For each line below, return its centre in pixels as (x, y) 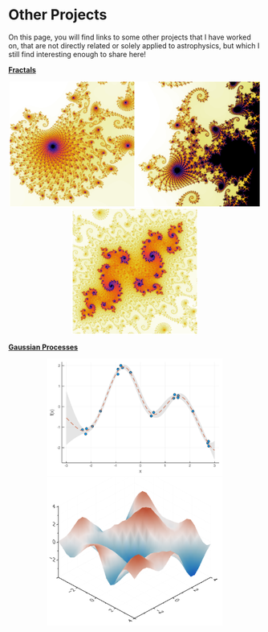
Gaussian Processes (43, 347)
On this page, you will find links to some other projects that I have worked (130, 37)
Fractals (22, 69)
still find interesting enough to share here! (77, 54)
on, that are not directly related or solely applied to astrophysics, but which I (134, 45)
